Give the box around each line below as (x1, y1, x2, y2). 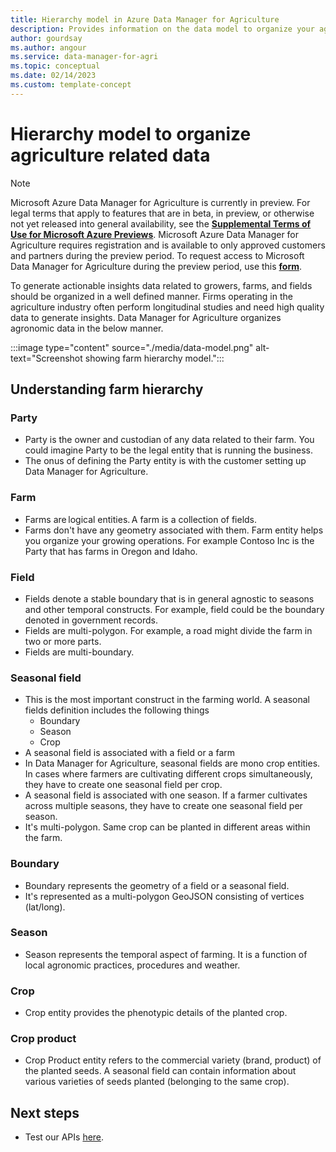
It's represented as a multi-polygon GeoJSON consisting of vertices (24, 890, 305, 902)
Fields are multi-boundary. (24, 646, 135, 658)
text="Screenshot (10, 352, 83, 364)
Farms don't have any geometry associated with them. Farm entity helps (24, 524, 324, 536)
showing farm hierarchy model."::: (84, 352, 225, 364)
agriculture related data (10, 144, 211, 166)
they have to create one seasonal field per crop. (24, 779, 223, 791)
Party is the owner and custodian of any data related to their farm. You (24, 434, 315, 446)
